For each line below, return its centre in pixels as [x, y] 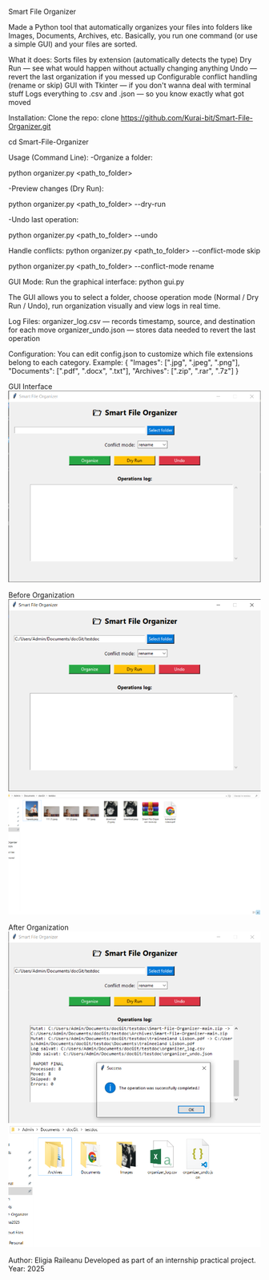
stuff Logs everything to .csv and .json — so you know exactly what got [126, 94]
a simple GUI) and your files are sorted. [73, 44]
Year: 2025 [27, 1268]
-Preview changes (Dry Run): [56, 188]
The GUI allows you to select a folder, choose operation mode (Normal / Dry [133, 297]
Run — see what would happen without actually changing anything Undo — [133, 68]
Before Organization [41, 595]
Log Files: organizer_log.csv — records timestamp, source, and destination [132, 321]
